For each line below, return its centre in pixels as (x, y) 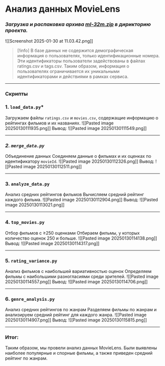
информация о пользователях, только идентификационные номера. (88, 56)
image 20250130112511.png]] (53, 167)
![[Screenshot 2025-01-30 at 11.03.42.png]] (49, 41)
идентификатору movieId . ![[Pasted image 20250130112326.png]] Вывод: (80, 161)
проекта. (16, 30)
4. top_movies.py (25, 222)
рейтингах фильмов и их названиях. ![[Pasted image (59, 123)
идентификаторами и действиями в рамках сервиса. (73, 76)
